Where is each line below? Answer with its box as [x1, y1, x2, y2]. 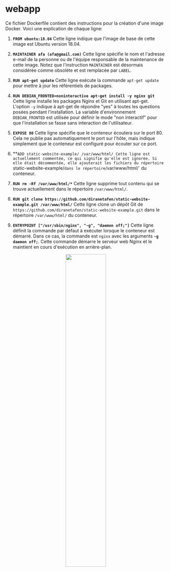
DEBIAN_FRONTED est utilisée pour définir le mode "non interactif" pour [12, 114, 157, 121]
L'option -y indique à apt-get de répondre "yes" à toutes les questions [12, 103, 160, 109]
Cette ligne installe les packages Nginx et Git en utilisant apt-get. [12, 98, 149, 104]
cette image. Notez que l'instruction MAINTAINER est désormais [12, 62, 143, 68]
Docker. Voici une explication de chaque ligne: [5, 25, 103, 31]
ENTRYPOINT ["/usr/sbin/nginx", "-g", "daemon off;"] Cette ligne [12, 222, 154, 228]
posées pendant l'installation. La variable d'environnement [12, 109, 136, 115]
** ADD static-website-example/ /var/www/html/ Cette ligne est [12, 150, 151, 156]
